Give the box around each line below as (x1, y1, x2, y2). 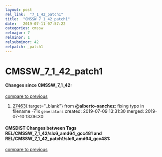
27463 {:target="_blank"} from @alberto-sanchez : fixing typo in (12, 103, 145, 109)
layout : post (5, 7, 32, 12)
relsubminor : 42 (5, 40, 39, 45)
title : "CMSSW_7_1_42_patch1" (5, 16, 70, 21)
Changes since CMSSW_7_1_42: (5, 82, 72, 88)
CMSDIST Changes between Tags (5, 125, 77, 131)
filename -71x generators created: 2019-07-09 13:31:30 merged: (12, 108, 145, 114)
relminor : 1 (5, 35, 30, 40)
